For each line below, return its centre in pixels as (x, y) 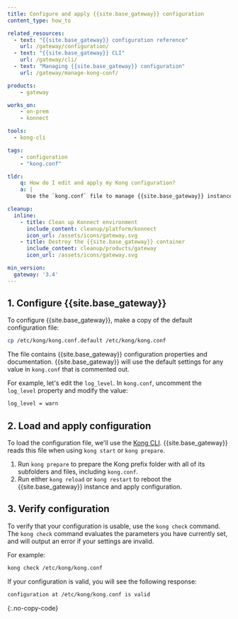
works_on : (22, 105)
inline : (25, 216)
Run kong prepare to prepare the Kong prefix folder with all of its (111, 464)
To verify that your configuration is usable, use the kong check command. (114, 526)
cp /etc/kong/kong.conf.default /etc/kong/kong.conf (87, 341)
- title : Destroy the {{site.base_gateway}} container (103, 242)
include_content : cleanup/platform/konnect (91, 229)
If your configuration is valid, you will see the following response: (102, 581)
